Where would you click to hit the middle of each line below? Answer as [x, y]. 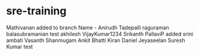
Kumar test [20, 47]
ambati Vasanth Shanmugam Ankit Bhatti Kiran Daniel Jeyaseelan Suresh [96, 40]
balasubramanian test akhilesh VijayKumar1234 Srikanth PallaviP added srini [100, 33]
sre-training [36, 11]
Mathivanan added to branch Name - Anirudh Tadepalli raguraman [88, 27]
